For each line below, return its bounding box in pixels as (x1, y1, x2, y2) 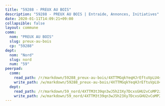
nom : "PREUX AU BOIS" (9, 35, 54, 40)
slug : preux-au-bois (9, 39, 52, 44)
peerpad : (5, 66, 23, 71)
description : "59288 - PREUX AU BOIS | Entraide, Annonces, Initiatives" (5, 12, 160, 17)
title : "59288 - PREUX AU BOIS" (5, 7, 71, 12)
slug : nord (9, 57, 32, 62)
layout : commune (5, 25, 38, 30)
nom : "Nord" (9, 52, 34, 58)
